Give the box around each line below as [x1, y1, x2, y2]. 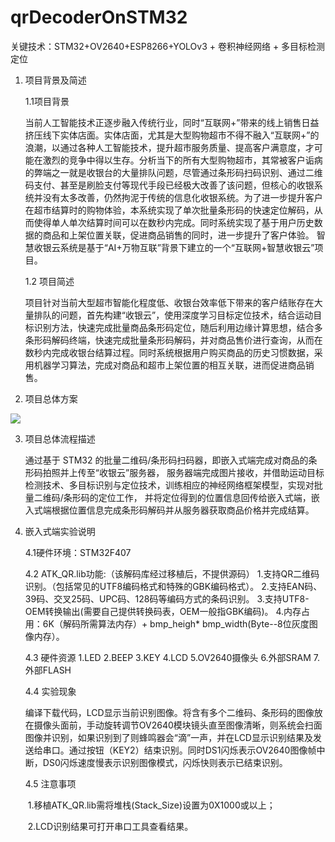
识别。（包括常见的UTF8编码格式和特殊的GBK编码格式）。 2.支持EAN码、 [24, 580, 323, 592]
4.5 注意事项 [24, 777, 77, 790]
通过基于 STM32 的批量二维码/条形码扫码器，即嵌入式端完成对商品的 [24, 454, 309, 466]
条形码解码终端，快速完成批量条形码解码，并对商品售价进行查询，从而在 [24, 334, 323, 346]
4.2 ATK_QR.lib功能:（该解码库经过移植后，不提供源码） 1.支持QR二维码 [24, 567, 320, 580]
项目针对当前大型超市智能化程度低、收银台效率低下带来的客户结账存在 [24, 296, 315, 308]
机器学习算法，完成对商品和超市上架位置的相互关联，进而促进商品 [33, 359, 306, 371]
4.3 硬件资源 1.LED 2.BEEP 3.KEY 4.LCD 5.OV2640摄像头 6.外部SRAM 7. [24, 651, 321, 663]
